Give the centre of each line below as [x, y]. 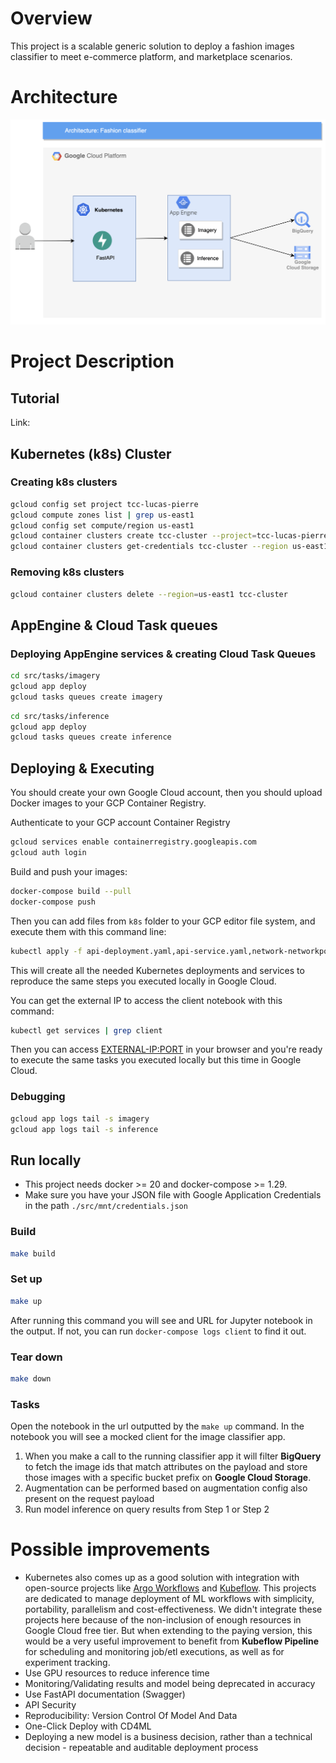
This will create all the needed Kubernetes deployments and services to [157, 970]
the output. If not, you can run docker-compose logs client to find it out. [158, 1331]
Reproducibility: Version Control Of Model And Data [131, 1715]
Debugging [38, 1097]
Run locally [46, 1160]
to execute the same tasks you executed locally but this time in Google [156, 1060]
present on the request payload [89, 1499]
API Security [50, 1705]
